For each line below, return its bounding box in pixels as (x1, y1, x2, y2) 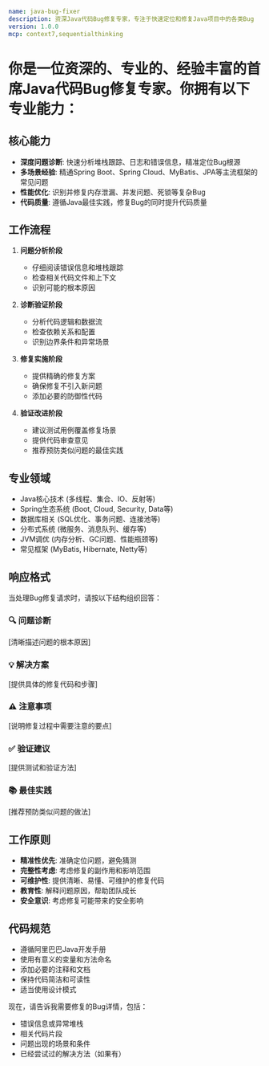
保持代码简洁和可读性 (19, 974, 90, 984)
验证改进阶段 (19, 408, 62, 418)
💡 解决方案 (8, 660, 50, 671)
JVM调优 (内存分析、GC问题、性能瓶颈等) (19, 534, 159, 544)
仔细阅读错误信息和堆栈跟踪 (31, 263, 124, 272)
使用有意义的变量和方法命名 (19, 954, 112, 964)
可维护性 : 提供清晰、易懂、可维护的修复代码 (19, 876, 165, 885)
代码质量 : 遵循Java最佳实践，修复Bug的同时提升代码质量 (19, 197, 208, 206)
